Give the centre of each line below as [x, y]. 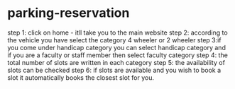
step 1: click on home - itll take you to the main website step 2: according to [118, 32]
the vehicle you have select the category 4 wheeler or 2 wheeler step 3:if [114, 40]
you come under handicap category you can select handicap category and [116, 47]
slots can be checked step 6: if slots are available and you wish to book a [114, 70]
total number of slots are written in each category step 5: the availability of [116, 62]
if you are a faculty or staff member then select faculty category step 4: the [118, 55]
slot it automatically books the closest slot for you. [81, 77]
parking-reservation [69, 13]
